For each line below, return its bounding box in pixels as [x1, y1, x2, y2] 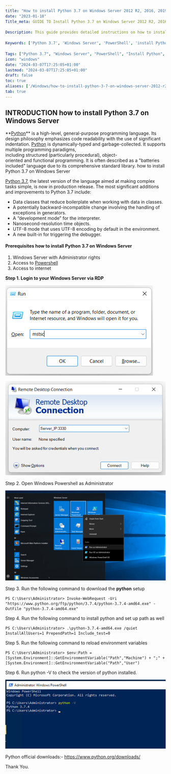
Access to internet [12, 265, 51, 271]
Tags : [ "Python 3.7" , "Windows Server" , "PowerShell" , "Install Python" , [5, 51, 165, 56]
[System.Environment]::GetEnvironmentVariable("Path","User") [5, 660, 140, 666]
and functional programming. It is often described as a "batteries [23, 157, 160, 163]
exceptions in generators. [12, 209, 67, 215]
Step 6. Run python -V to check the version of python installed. [5, 669, 137, 675]
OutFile [5, 606, 22, 611]
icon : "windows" [5, 57, 40, 62]
